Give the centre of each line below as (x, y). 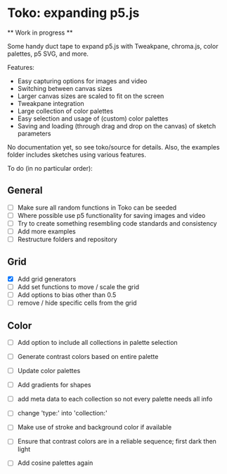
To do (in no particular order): (50, 168)
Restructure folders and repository (67, 239)
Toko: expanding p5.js (73, 13)
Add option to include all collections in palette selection (97, 342)
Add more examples (46, 231)
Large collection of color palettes (65, 111)
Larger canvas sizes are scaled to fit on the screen (91, 96)
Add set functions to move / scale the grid (78, 286)
